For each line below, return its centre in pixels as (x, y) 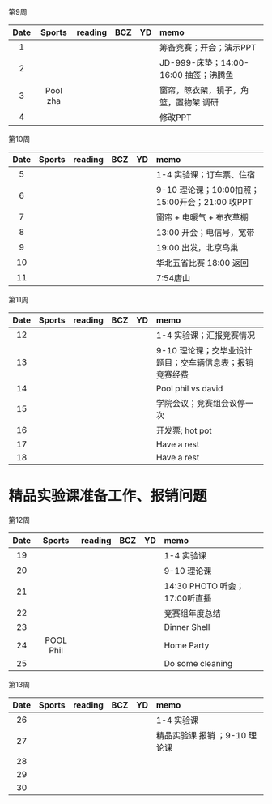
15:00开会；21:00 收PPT (204, 202)
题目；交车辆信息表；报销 (204, 363)
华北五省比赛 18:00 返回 (202, 263)
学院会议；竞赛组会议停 (200, 403)
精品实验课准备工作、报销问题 (108, 496)
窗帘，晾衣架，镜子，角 (204, 90)
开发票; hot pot (184, 430)
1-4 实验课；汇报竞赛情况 (206, 335)
